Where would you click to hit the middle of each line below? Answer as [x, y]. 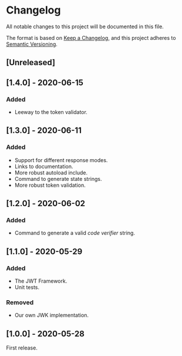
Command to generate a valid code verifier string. [75, 233]
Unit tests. [27, 287]
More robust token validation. [50, 185]
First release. [22, 348]
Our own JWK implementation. [52, 315]
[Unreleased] [31, 63]
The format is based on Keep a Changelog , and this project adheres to [91, 38]
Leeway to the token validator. [51, 112]
